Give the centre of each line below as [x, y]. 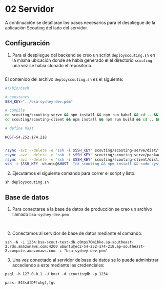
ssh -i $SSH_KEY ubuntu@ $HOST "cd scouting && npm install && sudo [77, 164]
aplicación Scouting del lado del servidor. [47, 27]
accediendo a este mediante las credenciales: [58, 265]
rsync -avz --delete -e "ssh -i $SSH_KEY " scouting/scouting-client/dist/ [83, 159]
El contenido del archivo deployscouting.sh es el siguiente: [64, 79]
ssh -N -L [15, 242]
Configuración [28, 43]
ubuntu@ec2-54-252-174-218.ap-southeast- [102, 247]
